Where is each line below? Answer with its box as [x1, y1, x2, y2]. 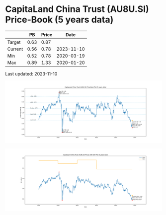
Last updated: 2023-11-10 [5, 71, 58, 76]
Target [7, 39, 21, 45]
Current [7, 46, 23, 52]
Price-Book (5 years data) [5, 14, 114, 25]
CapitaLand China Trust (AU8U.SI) [5, 3, 149, 15]
